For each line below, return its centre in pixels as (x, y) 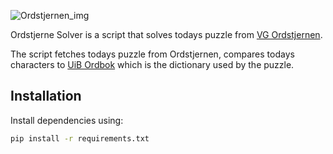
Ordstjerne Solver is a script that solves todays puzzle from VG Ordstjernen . (166, 34)
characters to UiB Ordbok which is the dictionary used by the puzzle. (152, 64)
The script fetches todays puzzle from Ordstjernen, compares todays (152, 54)
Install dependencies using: (67, 120)
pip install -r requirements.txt (80, 138)
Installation (46, 96)
